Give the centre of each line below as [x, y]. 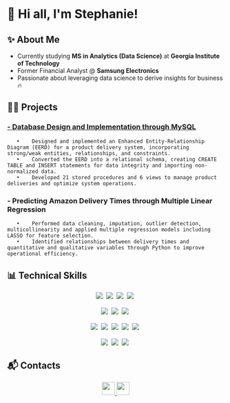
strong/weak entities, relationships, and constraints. [89, 153]
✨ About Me [33, 40]
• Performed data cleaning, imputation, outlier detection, [109, 223]
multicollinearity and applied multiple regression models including [109, 229]
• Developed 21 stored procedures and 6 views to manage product [116, 177]
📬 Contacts [34, 365]
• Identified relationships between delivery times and [103, 241]
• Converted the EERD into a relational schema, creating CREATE [116, 159]
